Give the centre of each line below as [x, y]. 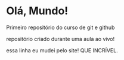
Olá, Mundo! [37, 11]
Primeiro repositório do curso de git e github [61, 27]
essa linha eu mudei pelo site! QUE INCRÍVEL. [62, 50]
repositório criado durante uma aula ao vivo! [61, 39]
